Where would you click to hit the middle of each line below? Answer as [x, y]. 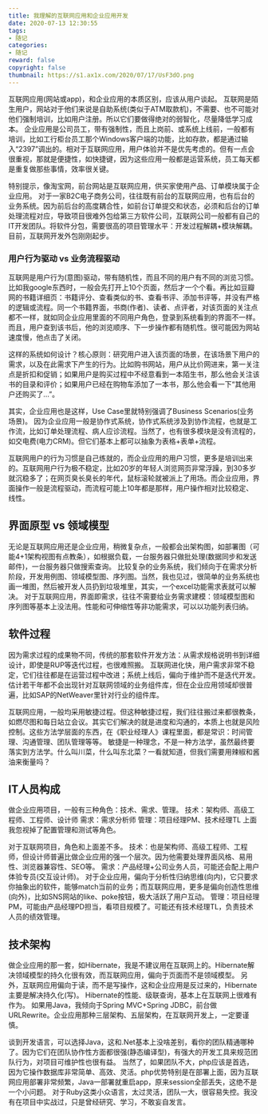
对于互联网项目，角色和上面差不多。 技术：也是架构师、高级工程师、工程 [128, 847]
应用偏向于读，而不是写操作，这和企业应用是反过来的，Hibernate [150, 985]
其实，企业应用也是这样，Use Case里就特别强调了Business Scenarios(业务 [131, 411]
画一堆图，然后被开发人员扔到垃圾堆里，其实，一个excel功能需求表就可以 [129, 586]
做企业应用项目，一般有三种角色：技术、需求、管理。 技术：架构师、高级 [128, 810]
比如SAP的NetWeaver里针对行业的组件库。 [93, 694]
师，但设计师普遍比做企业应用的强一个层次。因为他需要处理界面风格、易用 [130, 857]
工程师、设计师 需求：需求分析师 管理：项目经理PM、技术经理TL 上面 [143, 820]
